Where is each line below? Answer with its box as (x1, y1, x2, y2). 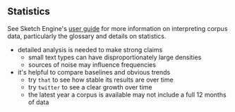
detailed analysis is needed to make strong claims (17, 45, 163, 54)
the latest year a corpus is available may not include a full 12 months (28, 90, 227, 99)
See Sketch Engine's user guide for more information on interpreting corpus (7, 24, 228, 32)
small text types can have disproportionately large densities (28, 53, 202, 61)
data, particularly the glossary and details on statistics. (7, 32, 167, 40)
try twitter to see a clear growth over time (28, 82, 153, 91)
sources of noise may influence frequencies (28, 60, 157, 69)
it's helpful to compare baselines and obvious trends (17, 68, 171, 76)
